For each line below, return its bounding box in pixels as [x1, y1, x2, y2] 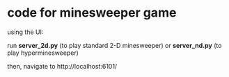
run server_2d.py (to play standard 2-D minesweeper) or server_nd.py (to [7, 41, 222, 49]
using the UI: [7, 28, 44, 36]
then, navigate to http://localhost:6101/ [7, 62, 118, 70]
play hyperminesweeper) [7, 49, 79, 57]
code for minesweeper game [7, 5, 177, 21]
